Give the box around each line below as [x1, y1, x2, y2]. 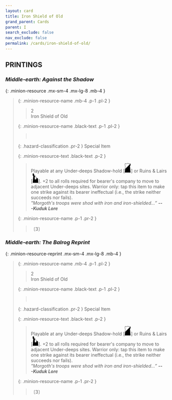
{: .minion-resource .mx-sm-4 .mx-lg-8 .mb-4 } [5, 87, 106, 94]
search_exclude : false [5, 30, 54, 35]
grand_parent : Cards [5, 19, 50, 24]
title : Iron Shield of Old [5, 13, 63, 19]
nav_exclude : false [5, 35, 47, 41]
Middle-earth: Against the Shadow [5, 76, 94, 83]
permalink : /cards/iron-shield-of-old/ [5, 41, 91, 46]
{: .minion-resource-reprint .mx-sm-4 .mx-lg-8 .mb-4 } [5, 250, 122, 257]
